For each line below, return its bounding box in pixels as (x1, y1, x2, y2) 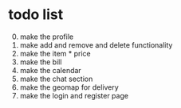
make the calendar (19, 65, 81, 75)
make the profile (19, 32, 74, 41)
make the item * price (19, 48, 92, 58)
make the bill (19, 57, 62, 67)
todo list (8, 6, 64, 24)
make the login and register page (19, 91, 129, 100)
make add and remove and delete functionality (19, 40, 173, 49)
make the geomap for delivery (19, 82, 120, 92)
